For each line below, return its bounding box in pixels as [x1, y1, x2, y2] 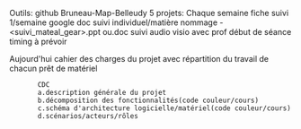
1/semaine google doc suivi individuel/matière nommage [9, 17, 218, 28]
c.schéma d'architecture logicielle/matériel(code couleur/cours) [37, 104, 292, 113]
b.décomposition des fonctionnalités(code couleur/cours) [37, 96, 259, 105]
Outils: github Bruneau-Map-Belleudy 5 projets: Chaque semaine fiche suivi [9, 8, 289, 18]
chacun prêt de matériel [9, 63, 98, 73]
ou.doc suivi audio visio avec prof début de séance [102, 27, 292, 37]
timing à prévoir [9, 36, 67, 47]
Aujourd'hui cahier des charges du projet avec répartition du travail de [9, 54, 270, 64]
